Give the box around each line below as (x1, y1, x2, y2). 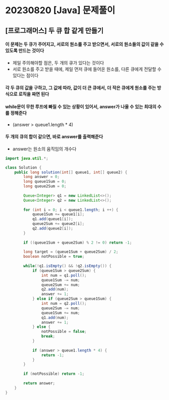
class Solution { (5, 165, 42, 170)
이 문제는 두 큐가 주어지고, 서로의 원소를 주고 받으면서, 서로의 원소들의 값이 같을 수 (5, 41, 164, 47)
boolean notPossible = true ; (23, 254, 85, 259)
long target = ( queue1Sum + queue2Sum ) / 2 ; (23, 249, 119, 255)
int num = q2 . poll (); (41, 301, 87, 306)
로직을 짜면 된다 (18, 91, 49, 97)
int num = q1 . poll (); (41, 273, 87, 278)
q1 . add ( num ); (41, 315, 69, 320)
